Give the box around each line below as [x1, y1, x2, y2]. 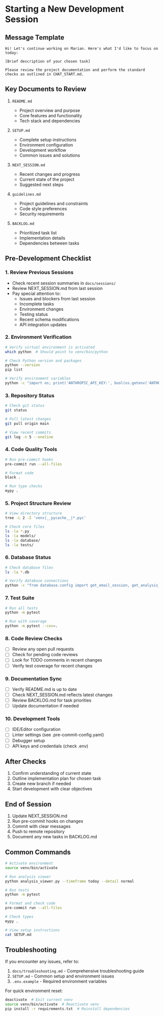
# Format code [5, 470, 34, 476]
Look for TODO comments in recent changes [12, 657, 102, 663]
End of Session [5, 800, 52, 809]
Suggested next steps [19, 182, 64, 187]
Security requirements [19, 211, 64, 217]
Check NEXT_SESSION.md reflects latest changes [12, 692, 113, 698]
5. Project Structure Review [5, 499, 72, 506]
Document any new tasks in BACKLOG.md [12, 834, 98, 840]
